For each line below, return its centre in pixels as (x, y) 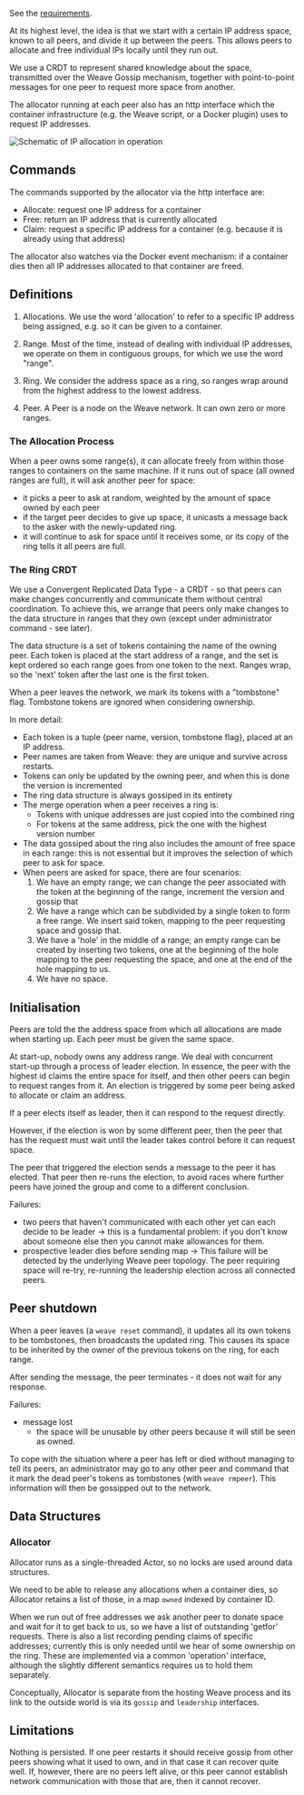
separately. (30, 1675)
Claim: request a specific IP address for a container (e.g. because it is (152, 229)
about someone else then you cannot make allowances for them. (143, 1241)
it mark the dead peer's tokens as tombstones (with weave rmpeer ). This (143, 1478)
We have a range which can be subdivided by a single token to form (163, 911)
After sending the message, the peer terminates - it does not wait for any (146, 1377)
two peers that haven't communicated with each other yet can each (149, 1222)
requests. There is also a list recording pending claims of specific (132, 1636)
